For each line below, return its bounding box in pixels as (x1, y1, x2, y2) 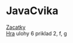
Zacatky (6, 24, 26, 31)
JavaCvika (6, 4, 58, 18)
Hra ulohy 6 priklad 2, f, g (6, 29, 67, 37)
